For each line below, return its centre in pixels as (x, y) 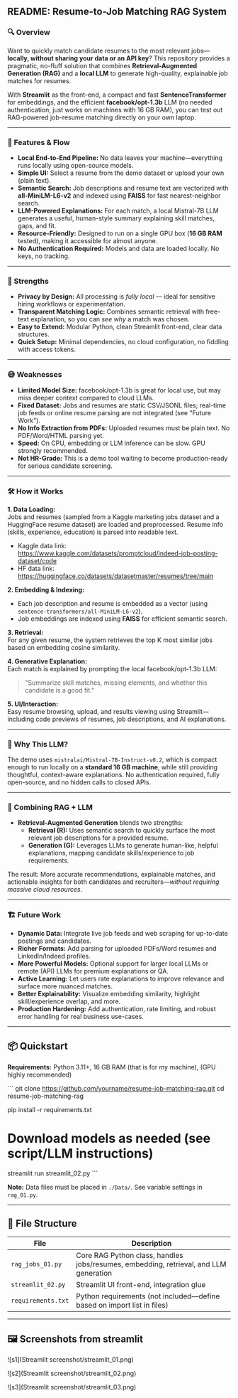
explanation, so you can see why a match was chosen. (110, 319)
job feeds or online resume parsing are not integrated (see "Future (114, 412)
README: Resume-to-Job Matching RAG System (117, 12)
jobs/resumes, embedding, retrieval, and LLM (151, 1264)
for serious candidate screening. (65, 466)
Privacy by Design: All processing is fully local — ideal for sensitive (117, 297)
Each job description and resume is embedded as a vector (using (113, 603)
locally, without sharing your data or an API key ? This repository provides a (119, 58)
